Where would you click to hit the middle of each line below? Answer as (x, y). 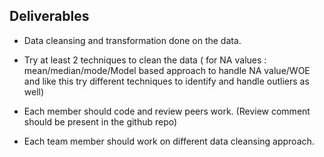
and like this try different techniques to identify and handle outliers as (166, 81)
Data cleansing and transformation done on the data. (132, 40)
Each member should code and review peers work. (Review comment (167, 111)
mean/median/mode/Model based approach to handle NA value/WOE (167, 70)
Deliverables (49, 16)
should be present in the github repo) (100, 121)
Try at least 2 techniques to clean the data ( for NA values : (145, 60)
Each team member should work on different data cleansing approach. (169, 141)
